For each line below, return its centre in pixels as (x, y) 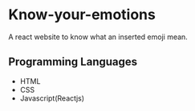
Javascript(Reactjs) (52, 98)
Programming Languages (73, 62)
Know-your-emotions (82, 15)
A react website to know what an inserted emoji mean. (98, 37)
